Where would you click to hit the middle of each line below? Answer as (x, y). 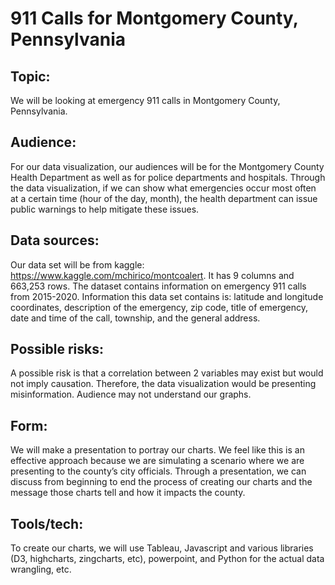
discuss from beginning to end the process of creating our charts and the (161, 482)
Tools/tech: (47, 523)
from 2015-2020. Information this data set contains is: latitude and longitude (167, 296)
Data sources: (55, 240)
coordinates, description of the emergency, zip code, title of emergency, (159, 307)
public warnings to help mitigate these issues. (105, 209)
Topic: (30, 76)
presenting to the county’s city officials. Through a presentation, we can (158, 471)
